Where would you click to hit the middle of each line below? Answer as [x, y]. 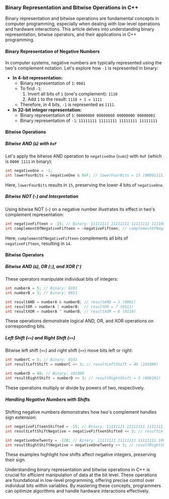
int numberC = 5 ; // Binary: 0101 [41, 360]
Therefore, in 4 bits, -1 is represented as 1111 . [68, 104]
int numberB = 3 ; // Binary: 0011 [41, 293]
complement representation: [34, 214]
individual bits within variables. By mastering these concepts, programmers [83, 486]
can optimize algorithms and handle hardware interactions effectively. [77, 491]
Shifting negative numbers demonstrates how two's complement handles [81, 412]
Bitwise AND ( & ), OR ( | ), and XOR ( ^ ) [44, 266]
